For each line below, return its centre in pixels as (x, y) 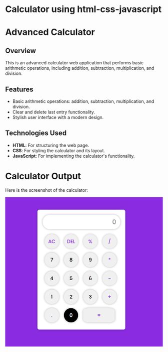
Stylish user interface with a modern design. (58, 117)
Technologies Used (36, 133)
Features (19, 89)
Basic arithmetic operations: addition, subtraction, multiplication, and (83, 101)
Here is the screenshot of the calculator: (47, 190)
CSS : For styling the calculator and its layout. (59, 150)
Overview (21, 50)
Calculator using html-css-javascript (83, 9)
